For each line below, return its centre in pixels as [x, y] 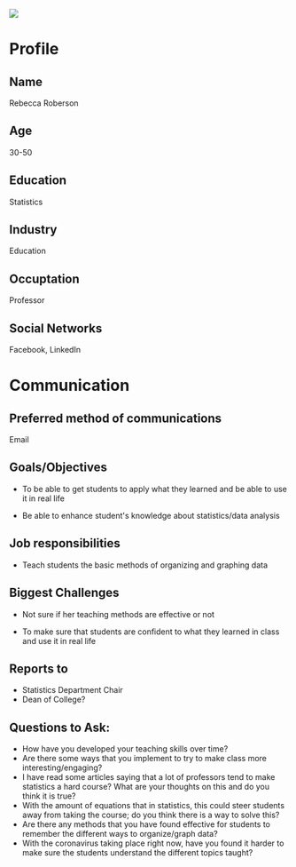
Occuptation [44, 278]
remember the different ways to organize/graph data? [120, 834]
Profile [34, 49]
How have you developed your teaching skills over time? [125, 749]
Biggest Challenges [64, 593]
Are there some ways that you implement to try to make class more [144, 759]
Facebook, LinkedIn [45, 350]
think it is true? [49, 796]
